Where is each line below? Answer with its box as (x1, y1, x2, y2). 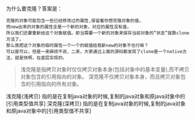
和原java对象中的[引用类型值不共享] (6, 107, 92, 114)
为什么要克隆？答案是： (6, 5, 62, 12)
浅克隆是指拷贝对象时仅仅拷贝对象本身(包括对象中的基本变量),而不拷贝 (20, 66, 190, 73)
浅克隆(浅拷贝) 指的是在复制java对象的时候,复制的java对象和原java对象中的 (6, 93, 186, 100)
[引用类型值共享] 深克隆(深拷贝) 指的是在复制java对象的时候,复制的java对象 (6, 100, 186, 107)
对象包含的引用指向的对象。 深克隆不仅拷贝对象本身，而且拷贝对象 (20, 73, 181, 80)
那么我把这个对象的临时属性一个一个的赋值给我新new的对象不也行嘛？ (6, 43, 149, 48)
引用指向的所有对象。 (30, 80, 82, 87)
